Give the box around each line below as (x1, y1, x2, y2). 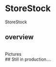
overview (5, 33, 34, 41)
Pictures (5, 51, 22, 57)
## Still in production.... (5, 56, 52, 62)
